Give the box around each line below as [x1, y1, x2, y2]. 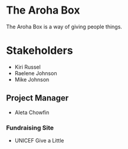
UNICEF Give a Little [14, 137, 64, 144]
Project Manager [6, 93, 69, 103]
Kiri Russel [14, 63, 41, 70]
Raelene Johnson [14, 69, 57, 77]
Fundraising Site [6, 124, 54, 132]
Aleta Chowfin [14, 109, 50, 116]
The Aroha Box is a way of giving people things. [6, 23, 123, 30]
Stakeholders [6, 44, 73, 57]
